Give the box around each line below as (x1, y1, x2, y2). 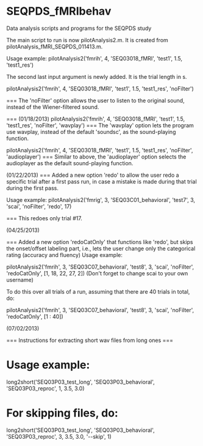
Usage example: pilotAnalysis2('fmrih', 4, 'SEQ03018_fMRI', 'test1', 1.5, (6, 54, 183, 62)
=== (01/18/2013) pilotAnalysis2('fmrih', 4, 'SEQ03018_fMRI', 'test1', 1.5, (6, 115, 185, 122)
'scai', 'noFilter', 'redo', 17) (6, 203, 72, 210)
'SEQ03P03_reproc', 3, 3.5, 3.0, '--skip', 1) (6, 433, 112, 440)
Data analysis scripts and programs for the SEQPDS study (6, 24, 152, 32)
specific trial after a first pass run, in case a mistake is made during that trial (6, 177, 197, 185)
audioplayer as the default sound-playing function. (6, 159, 134, 166)
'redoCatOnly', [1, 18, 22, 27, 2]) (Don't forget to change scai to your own (6, 269, 188, 277)
